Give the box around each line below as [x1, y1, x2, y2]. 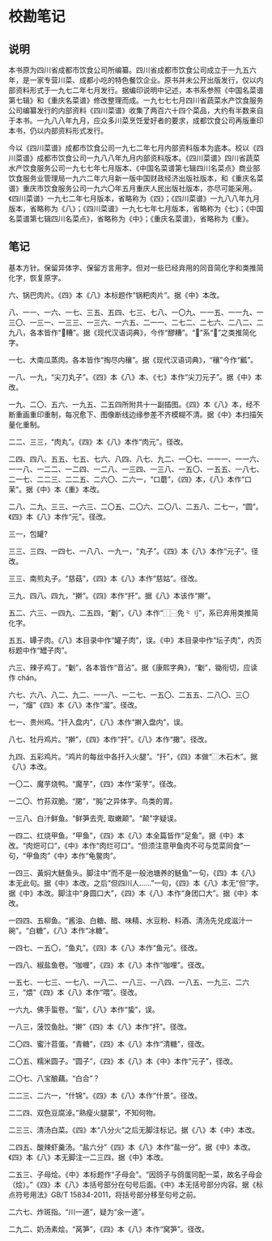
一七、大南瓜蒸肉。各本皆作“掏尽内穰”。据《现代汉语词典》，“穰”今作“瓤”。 [8, 355, 257, 364]
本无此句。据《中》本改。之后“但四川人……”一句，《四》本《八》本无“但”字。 [8, 878, 264, 887]
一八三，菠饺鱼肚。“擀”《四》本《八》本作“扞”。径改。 [8, 1022, 192, 1031]
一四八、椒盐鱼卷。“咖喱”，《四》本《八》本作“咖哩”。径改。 [8, 960, 209, 970]
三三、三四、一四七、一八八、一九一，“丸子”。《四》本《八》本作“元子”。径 [8, 546, 259, 555]
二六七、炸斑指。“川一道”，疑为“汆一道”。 [8, 1207, 149, 1217]
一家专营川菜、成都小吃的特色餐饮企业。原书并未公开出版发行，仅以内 [29, 75, 264, 85]
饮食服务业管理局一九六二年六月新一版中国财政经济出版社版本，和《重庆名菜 [8, 173, 264, 183]
